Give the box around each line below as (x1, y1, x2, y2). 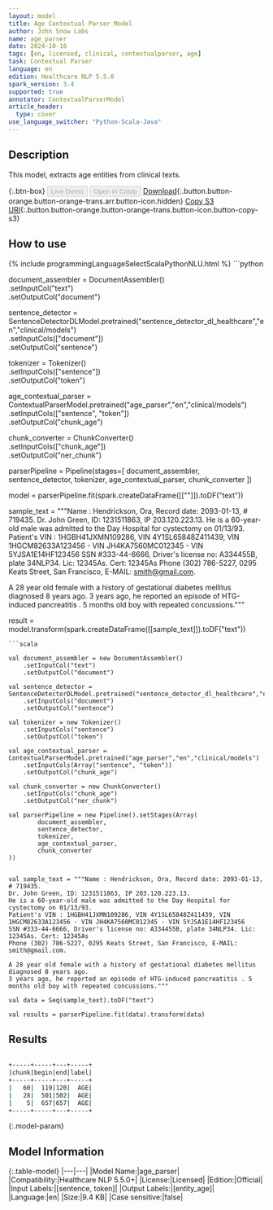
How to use (8, 237, 67, 251)
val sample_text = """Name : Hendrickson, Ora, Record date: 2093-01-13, (8, 875, 264, 883)
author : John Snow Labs (8, 27, 89, 35)
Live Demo (51, 186, 84, 195)
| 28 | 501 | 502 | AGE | (8, 1091, 93, 1099)
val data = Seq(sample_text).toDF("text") (8, 996, 154, 1004)
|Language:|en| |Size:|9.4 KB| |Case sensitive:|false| (8, 1192, 184, 1202)
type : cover (15, 111, 57, 119)
